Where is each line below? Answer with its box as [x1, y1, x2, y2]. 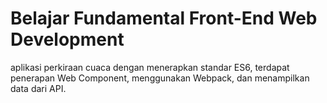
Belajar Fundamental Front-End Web [10, 7, 318, 30]
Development [10, 28, 125, 51]
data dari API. [10, 82, 67, 94]
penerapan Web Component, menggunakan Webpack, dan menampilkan [10, 72, 310, 84]
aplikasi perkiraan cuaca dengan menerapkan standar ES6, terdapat [10, 61, 290, 73]
